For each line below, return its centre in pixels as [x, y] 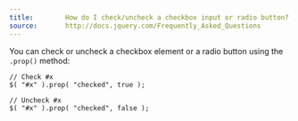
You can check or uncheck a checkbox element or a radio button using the [146, 51]
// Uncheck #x [36, 100]
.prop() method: [40, 60]
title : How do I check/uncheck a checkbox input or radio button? [149, 17]
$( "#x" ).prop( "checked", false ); [79, 108]
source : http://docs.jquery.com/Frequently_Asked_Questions [135, 26]
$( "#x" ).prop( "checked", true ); [77, 85]
